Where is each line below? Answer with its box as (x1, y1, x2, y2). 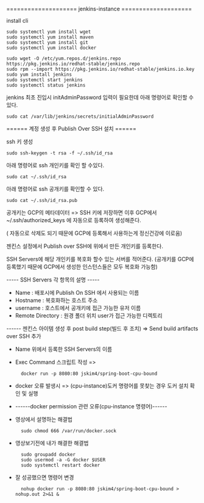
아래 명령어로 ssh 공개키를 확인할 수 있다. (6, 186, 105, 192)
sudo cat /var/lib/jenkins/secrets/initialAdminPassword (6, 114, 154, 120)
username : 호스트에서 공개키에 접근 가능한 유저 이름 (15, 305, 141, 311)
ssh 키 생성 (6, 138, 33, 145)
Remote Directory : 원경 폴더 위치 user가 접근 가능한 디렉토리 (15, 312, 163, 319)
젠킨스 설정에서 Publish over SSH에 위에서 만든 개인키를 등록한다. (6, 242, 163, 250)
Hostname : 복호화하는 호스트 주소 (15, 297, 98, 304)
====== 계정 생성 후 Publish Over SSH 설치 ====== (6, 125, 137, 132)
